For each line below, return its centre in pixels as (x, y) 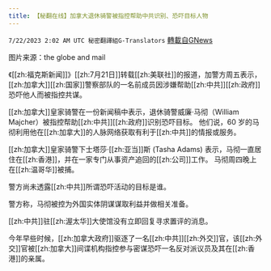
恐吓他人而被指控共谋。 (47, 95)
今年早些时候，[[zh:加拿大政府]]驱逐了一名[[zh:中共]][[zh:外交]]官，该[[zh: (132, 238)
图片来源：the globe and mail (57, 57)
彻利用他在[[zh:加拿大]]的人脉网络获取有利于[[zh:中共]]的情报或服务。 (125, 132)
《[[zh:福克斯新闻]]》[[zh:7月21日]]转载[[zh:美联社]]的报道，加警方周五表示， (135, 74)
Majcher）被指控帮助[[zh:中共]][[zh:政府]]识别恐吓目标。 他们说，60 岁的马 (134, 121)
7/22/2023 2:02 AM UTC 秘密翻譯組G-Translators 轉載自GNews (110, 40)
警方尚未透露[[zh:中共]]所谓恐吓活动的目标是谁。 (90, 186)
